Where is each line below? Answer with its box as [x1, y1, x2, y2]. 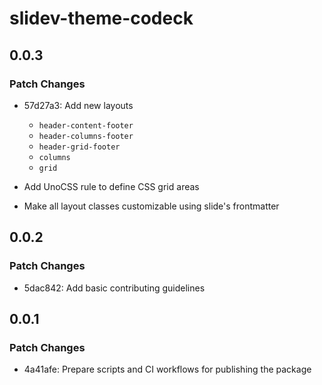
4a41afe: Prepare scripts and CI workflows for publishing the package [23, 363, 312, 376]
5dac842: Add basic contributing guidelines [23, 282, 206, 294]
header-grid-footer [38, 142, 121, 152]
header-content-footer [38, 120, 134, 131]
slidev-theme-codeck [9, 7, 194, 30]
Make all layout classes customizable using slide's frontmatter [23, 200, 280, 212]
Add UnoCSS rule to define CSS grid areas [23, 180, 200, 192]
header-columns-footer [38, 131, 134, 141]
